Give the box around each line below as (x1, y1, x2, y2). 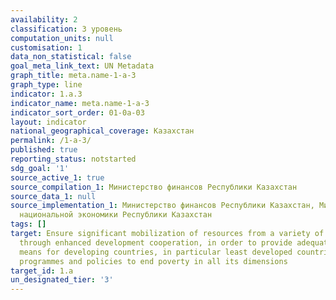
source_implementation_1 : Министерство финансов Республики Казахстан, (10, 201, 315, 211)
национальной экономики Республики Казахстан (19, 210, 213, 220)
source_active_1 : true (10, 172, 105, 183)
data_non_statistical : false (10, 52, 132, 62)
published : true (10, 145, 78, 155)
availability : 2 (10, 14, 78, 25)
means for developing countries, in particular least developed (19, 247, 293, 257)
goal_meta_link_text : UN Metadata (10, 61, 155, 71)
